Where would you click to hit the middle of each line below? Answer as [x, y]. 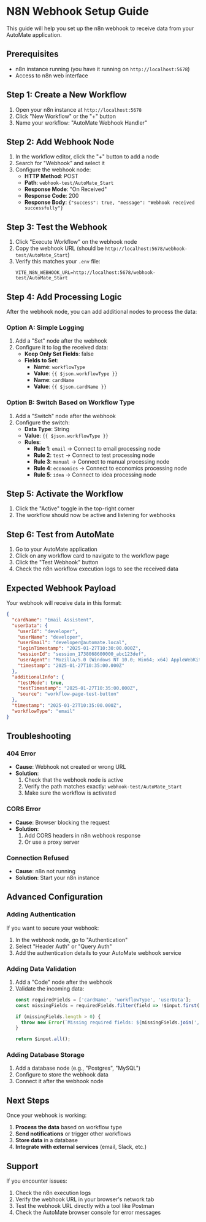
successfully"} [44, 208]
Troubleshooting [39, 736]
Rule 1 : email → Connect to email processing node [97, 448]
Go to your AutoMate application [56, 549]
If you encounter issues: [37, 1181]
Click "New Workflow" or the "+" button [66, 116]
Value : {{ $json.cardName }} [70, 387]
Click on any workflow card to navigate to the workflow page [92, 556]
